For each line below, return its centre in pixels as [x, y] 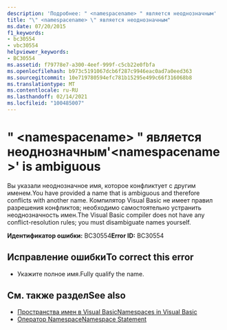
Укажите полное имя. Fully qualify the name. [80, 274]
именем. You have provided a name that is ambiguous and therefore [104, 193]
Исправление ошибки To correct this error [100, 257]
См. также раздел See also [66, 296]
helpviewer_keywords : [38, 52]
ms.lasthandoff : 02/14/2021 [47, 97]
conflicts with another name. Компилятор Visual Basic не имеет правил [110, 200]
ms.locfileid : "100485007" [46, 103]
